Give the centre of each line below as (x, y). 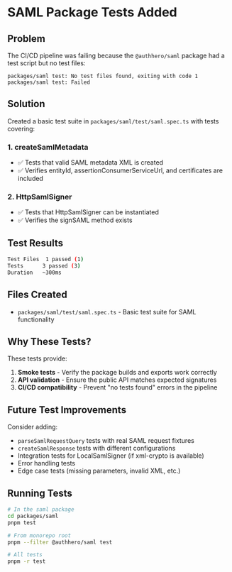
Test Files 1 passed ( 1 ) (45, 260)
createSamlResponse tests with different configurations (96, 449)
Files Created (37, 295)
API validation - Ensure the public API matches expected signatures (117, 380)
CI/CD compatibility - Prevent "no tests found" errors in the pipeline (117, 387)
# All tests (25, 555)
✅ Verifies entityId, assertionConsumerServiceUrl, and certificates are (120, 170)
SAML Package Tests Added (92, 12)
